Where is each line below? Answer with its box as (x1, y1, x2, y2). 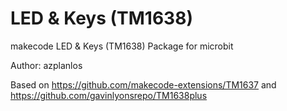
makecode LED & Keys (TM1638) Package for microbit (10, 40, 234, 52)
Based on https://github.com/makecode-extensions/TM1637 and (10, 78, 277, 91)
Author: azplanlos (10, 59, 83, 71)
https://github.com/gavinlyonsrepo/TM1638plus (10, 89, 208, 101)
